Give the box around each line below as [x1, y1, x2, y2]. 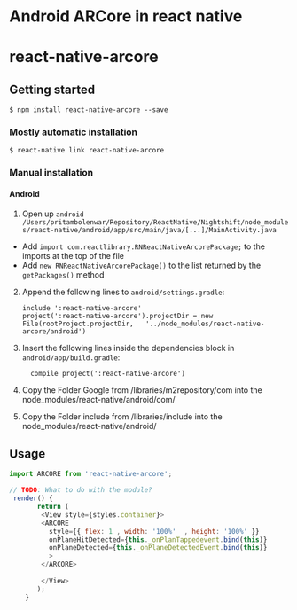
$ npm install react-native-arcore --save [9, 106, 168, 114]
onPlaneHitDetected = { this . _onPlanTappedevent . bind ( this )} [48, 535, 268, 544]
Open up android [21, 208, 84, 219]
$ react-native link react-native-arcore [9, 146, 165, 155]
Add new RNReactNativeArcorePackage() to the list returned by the [21, 260, 262, 270]
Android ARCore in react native [9, 6, 243, 27]
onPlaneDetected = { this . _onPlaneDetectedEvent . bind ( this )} [48, 544, 268, 552]
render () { [12, 494, 53, 503]
